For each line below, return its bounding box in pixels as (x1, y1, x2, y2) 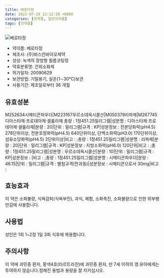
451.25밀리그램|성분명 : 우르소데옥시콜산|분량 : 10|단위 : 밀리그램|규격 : (18, 149, 154, 154)
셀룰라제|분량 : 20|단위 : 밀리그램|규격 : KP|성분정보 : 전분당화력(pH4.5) (18, 124, 156, 130)
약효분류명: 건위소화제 (12, 64, 55, 70)
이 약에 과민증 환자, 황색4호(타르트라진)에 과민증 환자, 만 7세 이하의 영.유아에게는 (5, 261, 160, 267)
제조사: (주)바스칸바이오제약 (12, 51, 66, 57)
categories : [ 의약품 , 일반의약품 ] (5, 16, 68, 21)
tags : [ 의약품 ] (5, 21, 33, 26)
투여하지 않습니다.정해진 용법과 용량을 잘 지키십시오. (5, 267, 104, 273)
